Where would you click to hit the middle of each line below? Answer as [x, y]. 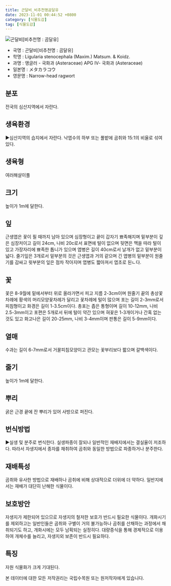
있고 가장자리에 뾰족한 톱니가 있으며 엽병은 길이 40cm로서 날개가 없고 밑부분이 [83, 250]
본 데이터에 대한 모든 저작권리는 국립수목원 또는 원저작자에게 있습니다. [75, 578]
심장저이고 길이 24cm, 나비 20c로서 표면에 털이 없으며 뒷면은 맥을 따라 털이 [86, 243]
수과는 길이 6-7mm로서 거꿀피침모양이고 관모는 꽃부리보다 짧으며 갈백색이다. [82, 349]
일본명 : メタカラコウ [34, 69]
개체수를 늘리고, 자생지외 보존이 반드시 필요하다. [62, 536]
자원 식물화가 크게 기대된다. [33, 567]
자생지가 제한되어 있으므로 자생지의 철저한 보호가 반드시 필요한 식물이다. [77, 517]
